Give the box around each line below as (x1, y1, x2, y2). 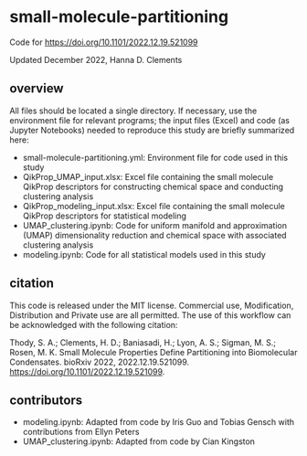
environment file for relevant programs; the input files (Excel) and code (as (9, 114, 291, 125)
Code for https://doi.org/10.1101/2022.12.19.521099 (9, 37, 198, 48)
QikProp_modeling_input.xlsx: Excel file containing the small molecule (22, 200, 285, 211)
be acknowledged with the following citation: (9, 319, 178, 330)
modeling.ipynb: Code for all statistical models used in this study (22, 249, 267, 260)
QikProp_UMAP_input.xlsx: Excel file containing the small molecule (22, 171, 274, 182)
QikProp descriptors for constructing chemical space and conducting (22, 181, 284, 192)
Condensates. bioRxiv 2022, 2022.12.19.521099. (9, 356, 190, 367)
